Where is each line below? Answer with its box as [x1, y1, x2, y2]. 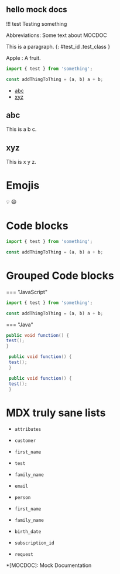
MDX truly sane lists [6, 406, 106, 419]
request [14, 552, 33, 558]
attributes [14, 427, 42, 433]
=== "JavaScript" [6, 288, 48, 295]
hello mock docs [6, 5, 67, 15]
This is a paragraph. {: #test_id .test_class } [6, 43, 110, 50]
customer [14, 438, 36, 444]
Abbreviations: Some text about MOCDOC [6, 32, 107, 39]
